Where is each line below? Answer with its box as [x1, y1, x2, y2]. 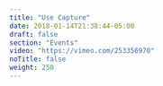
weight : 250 [9, 64, 54, 73]
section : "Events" [9, 38, 78, 47]
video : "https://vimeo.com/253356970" [9, 47, 155, 56]
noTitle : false [9, 55, 67, 64]
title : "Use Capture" [9, 13, 91, 22]
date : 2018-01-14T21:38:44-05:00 [9, 21, 135, 30]
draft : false [9, 30, 59, 39]
